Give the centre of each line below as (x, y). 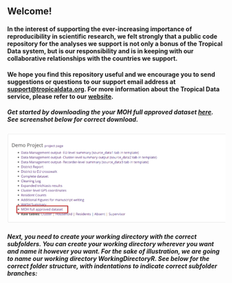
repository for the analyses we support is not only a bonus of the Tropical (115, 44)
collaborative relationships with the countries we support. (92, 58)
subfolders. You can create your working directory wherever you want (111, 244)
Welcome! (29, 11)
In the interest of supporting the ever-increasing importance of (100, 29)
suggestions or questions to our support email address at (91, 82)
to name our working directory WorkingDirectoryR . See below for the (108, 258)
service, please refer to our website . (61, 96)
